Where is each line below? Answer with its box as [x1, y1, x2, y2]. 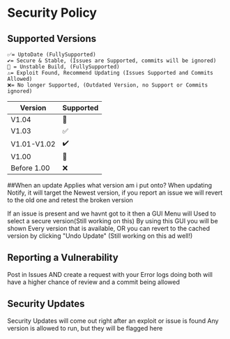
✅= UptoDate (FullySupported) [7, 51, 96, 58]
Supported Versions [7, 33, 96, 45]
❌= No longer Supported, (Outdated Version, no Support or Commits [7, 82, 208, 89]
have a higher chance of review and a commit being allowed [7, 278, 180, 286]
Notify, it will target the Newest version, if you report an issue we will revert [7, 188, 223, 197]
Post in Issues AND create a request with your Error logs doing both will [7, 270, 213, 278]
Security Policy [7, 5, 98, 21]
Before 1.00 [10, 163, 50, 172]
